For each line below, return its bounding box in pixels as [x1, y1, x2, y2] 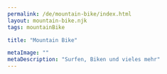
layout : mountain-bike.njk [7, 17, 87, 24]
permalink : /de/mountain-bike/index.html [7, 10, 132, 18]
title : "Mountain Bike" [7, 36, 78, 43]
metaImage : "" [7, 49, 50, 57]
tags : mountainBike [7, 23, 65, 31]
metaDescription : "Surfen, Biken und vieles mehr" [7, 56, 161, 63]
